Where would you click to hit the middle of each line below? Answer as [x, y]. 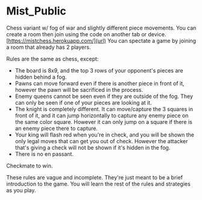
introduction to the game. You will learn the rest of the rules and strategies [99, 184]
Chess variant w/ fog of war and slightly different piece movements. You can [101, 28]
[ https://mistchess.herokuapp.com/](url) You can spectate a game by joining [101, 40]
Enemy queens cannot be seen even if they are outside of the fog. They [104, 96]
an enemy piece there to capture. [56, 128]
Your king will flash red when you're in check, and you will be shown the [105, 135]
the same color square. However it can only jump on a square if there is [104, 121]
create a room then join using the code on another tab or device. [86, 34]
